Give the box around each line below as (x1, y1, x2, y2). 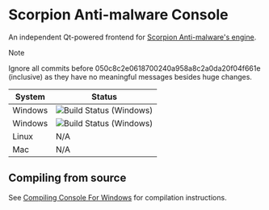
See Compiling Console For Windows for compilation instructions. (8, 192, 228, 202)
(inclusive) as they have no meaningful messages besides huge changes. (8, 72, 253, 81)
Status (91, 91, 117, 102)
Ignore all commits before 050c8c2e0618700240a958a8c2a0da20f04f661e (8, 63, 261, 73)
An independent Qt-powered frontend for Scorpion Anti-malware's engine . (8, 32, 257, 42)
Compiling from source (8, 171, 127, 185)
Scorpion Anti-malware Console (8, 6, 229, 24)
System (15, 91, 46, 102)
